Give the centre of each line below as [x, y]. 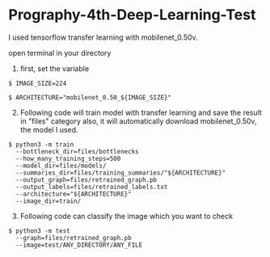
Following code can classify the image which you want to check [126, 216]
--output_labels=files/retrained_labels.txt [92, 187]
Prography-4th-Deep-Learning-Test [132, 15]
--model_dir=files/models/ [61, 166]
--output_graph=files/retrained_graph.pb [86, 179]
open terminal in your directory [60, 53]
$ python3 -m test [39, 231]
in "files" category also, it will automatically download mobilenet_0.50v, [138, 121]
